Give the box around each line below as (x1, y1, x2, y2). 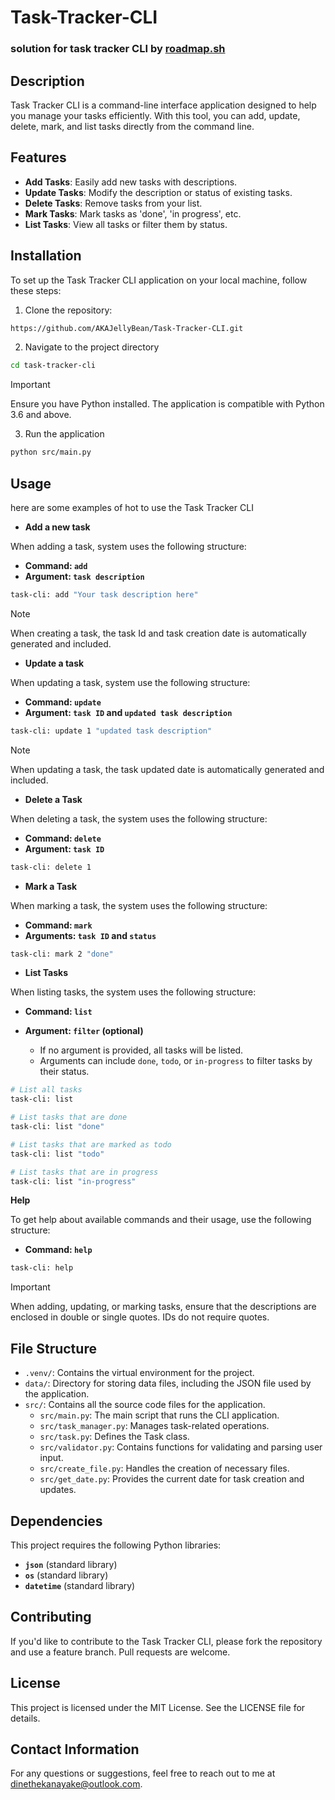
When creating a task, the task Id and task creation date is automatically (10, 627, 307, 639)
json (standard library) (24, 1558, 118, 1570)
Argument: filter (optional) (24, 1025, 144, 1037)
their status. (39, 1066, 90, 1078)
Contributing (10, 1609, 92, 1626)
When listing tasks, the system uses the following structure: (10, 986, 257, 998)
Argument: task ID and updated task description (24, 706, 233, 718)
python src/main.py (10, 447, 92, 458)
